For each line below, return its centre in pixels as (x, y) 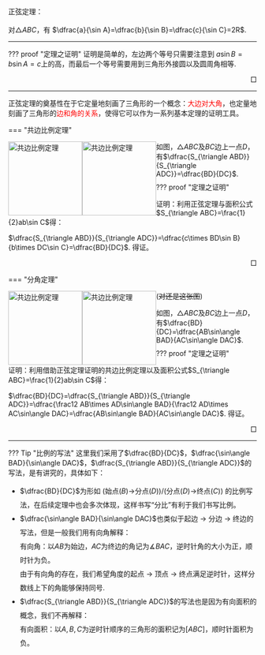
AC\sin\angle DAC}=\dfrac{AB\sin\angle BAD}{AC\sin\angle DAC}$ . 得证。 (129, 414)
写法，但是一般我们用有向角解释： (75, 532)
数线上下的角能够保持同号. (62, 588)
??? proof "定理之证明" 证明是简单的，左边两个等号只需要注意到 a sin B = (125, 54)
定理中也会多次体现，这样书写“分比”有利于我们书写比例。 (147, 505)
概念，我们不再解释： (54, 615)
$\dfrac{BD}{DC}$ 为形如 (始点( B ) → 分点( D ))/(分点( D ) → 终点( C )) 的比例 (132, 491)
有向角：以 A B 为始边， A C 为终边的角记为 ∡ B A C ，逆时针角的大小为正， (132, 546)
